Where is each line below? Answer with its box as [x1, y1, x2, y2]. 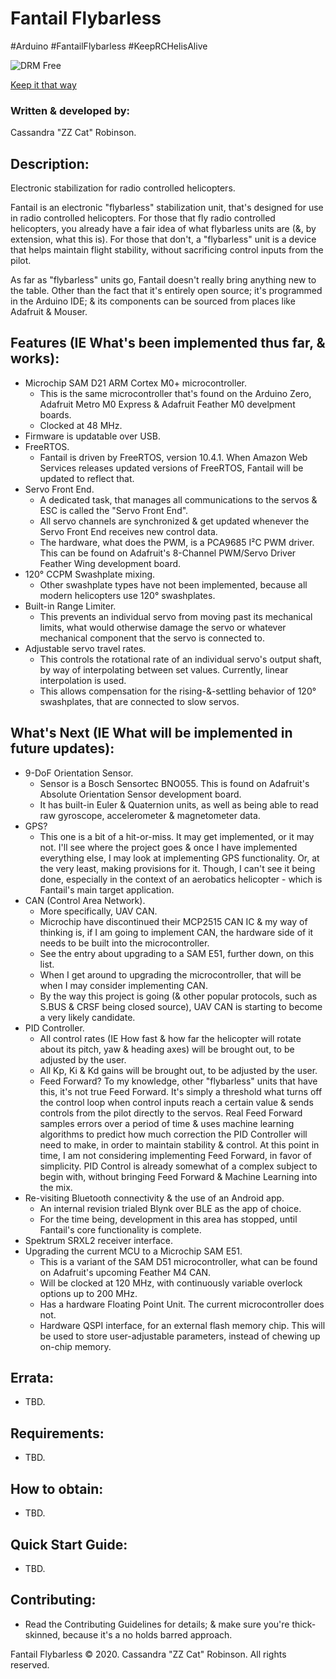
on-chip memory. [39, 1340, 112, 1352]
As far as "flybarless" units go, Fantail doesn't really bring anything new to [10, 274, 317, 286]
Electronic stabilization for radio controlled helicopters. [10, 182, 236, 194]
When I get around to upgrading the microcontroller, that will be [39, 968, 302, 981]
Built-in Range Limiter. [24, 600, 117, 612]
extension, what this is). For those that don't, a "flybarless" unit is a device [10, 233, 317, 246]
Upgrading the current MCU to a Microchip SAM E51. [24, 1245, 243, 1257]
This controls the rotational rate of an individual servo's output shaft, [39, 653, 322, 665]
